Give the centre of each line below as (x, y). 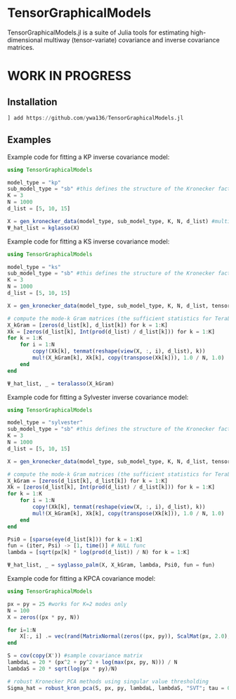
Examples (29, 140)
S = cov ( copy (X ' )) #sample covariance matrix (75, 656)
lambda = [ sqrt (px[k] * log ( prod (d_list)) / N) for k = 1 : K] (99, 553)
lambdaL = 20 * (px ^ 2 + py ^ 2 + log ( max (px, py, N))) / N (92, 662)
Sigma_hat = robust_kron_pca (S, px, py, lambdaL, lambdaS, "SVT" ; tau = (116, 688)
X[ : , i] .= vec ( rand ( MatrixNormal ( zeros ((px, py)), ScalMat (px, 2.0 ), (125, 636)
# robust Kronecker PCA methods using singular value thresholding (108, 681)
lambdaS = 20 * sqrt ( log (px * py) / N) (63, 669)
